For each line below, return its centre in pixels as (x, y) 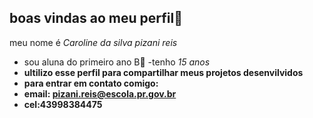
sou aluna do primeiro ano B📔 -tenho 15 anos (117, 62)
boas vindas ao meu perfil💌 (96, 18)
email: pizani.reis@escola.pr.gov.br (100, 93)
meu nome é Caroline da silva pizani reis (93, 42)
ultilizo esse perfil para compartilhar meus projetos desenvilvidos (163, 72)
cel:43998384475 (63, 104)
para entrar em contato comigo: (91, 83)
